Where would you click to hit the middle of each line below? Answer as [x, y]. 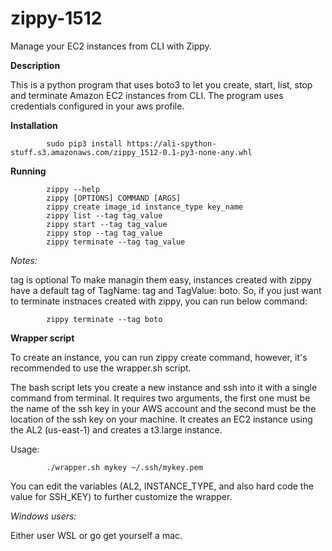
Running [28, 171]
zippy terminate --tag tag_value [116, 242]
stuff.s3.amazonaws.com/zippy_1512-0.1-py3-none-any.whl [131, 152]
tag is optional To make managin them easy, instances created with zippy [161, 279]
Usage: [25, 449]
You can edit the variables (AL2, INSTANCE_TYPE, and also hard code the [162, 486]
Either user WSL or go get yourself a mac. [96, 535]
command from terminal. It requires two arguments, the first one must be [160, 398]
